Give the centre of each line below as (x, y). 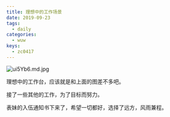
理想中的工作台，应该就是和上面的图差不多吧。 (65, 81)
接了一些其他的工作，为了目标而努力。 (54, 94)
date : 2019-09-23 (28, 18)
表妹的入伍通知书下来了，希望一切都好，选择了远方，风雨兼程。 (87, 107)
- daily (22, 29)
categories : (21, 35)
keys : (13, 46)
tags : (13, 23)
